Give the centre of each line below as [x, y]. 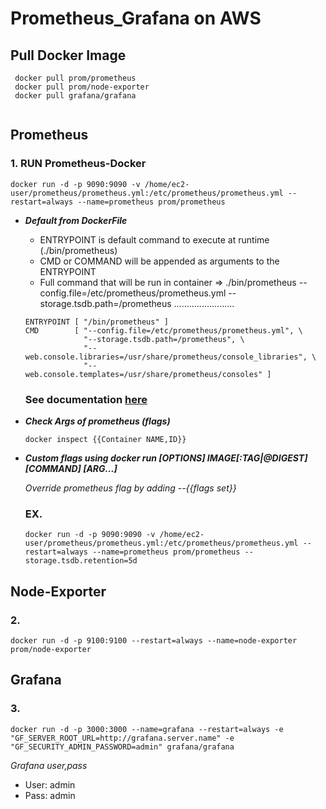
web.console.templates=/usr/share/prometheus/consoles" [143, 374]
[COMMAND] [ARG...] [71, 468]
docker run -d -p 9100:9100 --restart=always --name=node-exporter [154, 640]
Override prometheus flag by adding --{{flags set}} [130, 488]
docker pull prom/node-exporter [82, 87]
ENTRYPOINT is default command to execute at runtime [154, 239]
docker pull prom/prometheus [75, 78]
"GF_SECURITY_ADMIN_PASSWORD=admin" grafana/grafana [122, 747]
